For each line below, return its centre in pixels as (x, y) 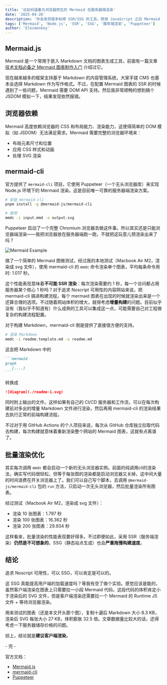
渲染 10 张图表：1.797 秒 (37, 514)
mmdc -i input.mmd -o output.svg (40, 218)
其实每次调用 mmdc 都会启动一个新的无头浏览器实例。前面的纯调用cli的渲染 (81, 468)
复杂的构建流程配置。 (27, 315)
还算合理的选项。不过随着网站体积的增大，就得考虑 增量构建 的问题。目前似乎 (83, 302)
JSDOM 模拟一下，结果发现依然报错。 (44, 96)
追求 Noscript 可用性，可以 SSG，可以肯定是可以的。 (59, 573)
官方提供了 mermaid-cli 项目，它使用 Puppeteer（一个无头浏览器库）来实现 (82, 184)
